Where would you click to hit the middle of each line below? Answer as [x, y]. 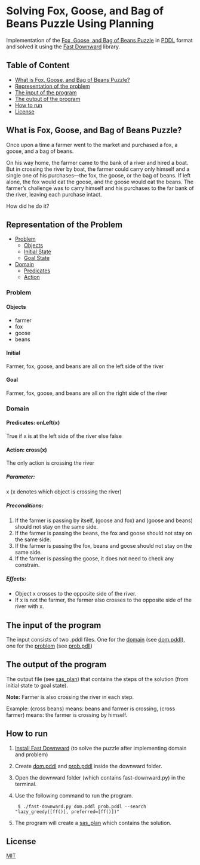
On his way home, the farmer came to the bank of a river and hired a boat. [97, 162]
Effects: [16, 578]
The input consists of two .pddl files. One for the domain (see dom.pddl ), [96, 639]
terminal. [26, 784]
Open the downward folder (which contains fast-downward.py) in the [100, 777]
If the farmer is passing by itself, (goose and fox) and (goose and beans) [104, 520]
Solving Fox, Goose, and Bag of [85, 11]
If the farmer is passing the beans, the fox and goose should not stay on [103, 533]
